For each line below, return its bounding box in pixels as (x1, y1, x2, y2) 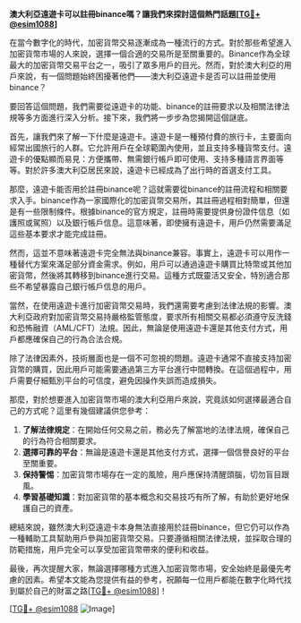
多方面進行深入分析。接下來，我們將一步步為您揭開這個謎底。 (24, 112, 253, 123)
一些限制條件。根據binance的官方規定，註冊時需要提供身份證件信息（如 (24, 206, 290, 217)
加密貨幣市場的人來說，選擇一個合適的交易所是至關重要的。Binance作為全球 (9, 48, 291, 59)
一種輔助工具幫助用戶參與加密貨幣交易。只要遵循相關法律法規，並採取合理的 (9, 533, 292, 543)
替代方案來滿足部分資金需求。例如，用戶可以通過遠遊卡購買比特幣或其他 (16, 259, 284, 269)
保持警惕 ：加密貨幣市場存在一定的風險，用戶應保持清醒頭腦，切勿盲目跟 (21, 469, 289, 480)
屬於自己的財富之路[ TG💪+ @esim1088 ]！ (16, 585, 168, 596)
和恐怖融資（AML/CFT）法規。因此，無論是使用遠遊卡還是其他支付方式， (9, 322, 280, 333)
